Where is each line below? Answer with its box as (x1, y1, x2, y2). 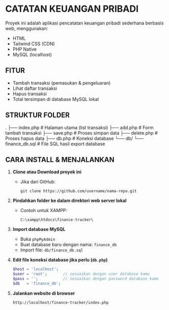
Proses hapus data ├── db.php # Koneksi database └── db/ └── (5, 135, 144, 141)
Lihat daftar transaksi (12, 85, 58, 91)
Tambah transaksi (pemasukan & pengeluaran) (12, 80, 111, 86)
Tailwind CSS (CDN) (12, 40, 55, 46)
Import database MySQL (12, 226, 66, 232)
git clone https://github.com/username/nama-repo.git (20, 189, 137, 194)
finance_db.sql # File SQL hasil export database (5, 141, 105, 147)
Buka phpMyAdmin (20, 236, 55, 242)
